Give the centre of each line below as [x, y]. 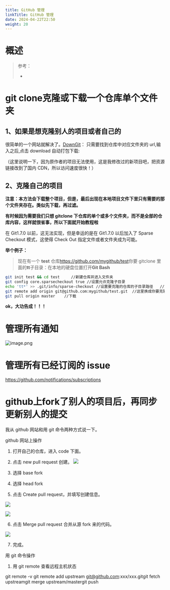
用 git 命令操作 [20, 555]
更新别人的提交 [36, 415]
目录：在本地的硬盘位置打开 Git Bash [72, 267]
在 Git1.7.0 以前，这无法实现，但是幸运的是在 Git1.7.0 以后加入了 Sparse [79, 233]
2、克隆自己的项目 [34, 185]
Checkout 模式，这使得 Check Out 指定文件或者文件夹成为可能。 [73, 239]
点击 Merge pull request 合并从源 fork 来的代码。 [63, 524]
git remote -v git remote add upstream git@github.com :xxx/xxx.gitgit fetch [83, 577]
